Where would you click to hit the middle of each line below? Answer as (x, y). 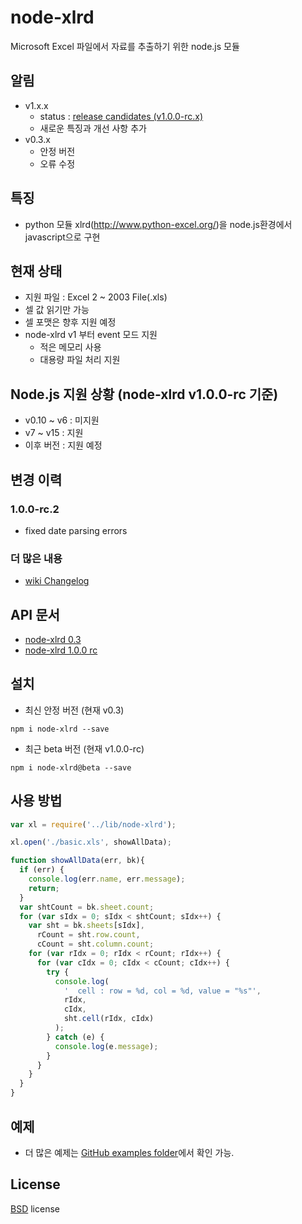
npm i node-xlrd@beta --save (71, 767)
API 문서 (35, 614)
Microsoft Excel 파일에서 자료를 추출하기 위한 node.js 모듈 (125, 46)
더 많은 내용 (36, 558)
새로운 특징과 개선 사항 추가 (93, 128)
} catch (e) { (75, 1037)
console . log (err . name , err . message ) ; (107, 879)
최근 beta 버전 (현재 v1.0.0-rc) (84, 748)
